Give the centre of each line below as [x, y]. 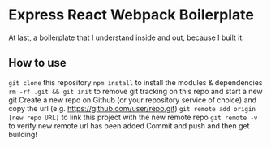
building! [23, 134]
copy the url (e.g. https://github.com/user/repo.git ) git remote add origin [132, 108]
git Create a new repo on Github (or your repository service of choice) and [133, 100]
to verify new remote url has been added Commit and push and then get [129, 125]
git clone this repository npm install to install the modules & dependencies [135, 82]
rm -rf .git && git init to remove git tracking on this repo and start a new [135, 91]
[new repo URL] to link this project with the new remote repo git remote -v [133, 117]
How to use [37, 63]
